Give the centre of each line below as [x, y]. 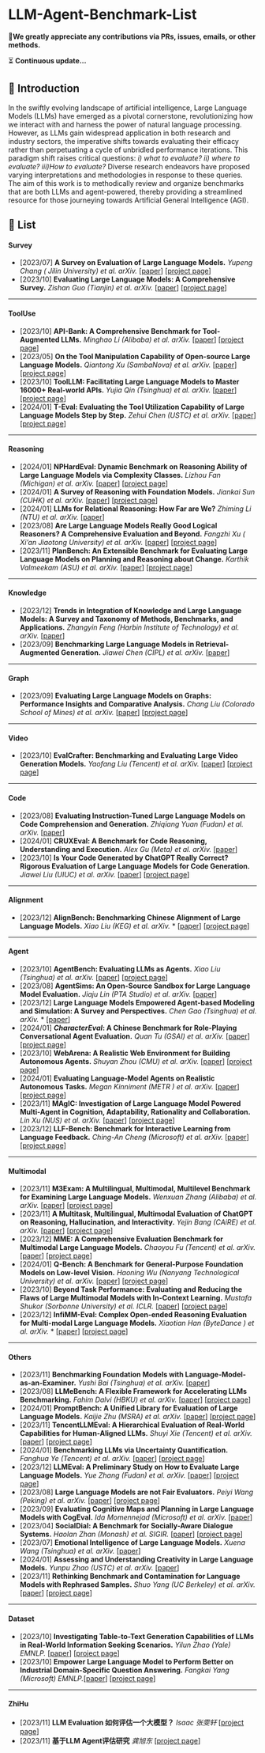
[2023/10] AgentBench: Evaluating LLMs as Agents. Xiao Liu [120, 969]
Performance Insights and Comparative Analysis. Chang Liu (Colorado [137, 704]
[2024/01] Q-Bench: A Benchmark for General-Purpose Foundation [131, 1264]
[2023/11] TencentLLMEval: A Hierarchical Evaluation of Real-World [132, 1425]
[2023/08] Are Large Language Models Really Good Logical [118, 525]
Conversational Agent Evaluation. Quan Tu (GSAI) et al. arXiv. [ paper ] [135, 1036]
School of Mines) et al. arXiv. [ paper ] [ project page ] [104, 713]
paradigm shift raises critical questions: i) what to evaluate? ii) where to [124, 158]
